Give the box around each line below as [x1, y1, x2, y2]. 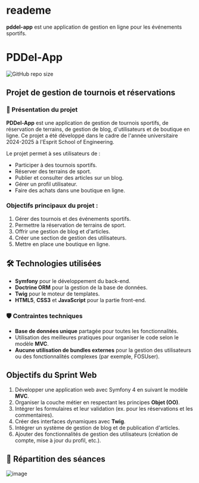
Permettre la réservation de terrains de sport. [14, 221, 126, 229]
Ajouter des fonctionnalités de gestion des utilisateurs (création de [14, 430, 178, 438]
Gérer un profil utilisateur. [14, 180, 77, 187]
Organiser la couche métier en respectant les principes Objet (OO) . [14, 398, 180, 406]
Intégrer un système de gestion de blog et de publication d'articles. [14, 424, 180, 431]
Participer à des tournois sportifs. [14, 161, 97, 168]
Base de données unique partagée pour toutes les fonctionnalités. [14, 327, 179, 334]
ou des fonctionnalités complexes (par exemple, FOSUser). [14, 353, 160, 360]
